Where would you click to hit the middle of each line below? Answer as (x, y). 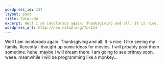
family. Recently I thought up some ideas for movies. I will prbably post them (82, 47)
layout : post (18, 14)
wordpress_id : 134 (24, 10)
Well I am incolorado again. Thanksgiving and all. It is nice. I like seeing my (80, 42)
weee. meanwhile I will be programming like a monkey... (61, 57)
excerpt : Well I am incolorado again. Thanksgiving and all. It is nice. (82, 23)
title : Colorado (22, 19)
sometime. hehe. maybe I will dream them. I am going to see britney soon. (80, 52)
